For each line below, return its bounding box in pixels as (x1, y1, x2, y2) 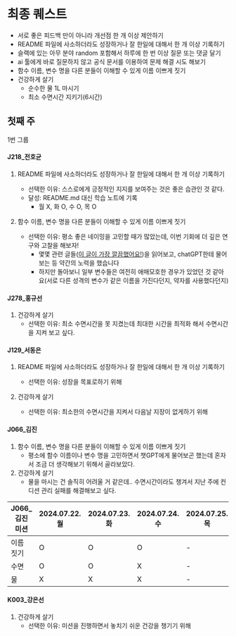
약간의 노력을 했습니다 (58, 258, 119, 267)
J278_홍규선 (7, 294, 43, 302)
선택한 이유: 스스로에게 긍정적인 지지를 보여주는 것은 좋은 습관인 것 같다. (27, 185, 225, 193)
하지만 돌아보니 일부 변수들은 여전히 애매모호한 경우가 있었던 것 (38, 267, 211, 275)
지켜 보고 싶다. (35, 328, 75, 337)
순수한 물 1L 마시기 (27, 84, 79, 92)
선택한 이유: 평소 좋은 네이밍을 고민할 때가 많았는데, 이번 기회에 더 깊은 (27, 232, 221, 240)
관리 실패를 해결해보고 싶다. (41, 486, 117, 494)
